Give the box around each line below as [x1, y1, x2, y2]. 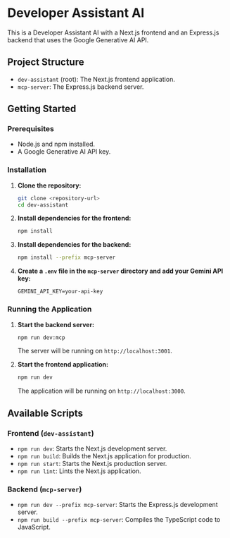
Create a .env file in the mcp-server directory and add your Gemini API [17, 267, 224, 276]
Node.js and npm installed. [17, 140, 96, 149]
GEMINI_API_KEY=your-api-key [17, 288, 103, 295]
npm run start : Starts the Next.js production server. [17, 459, 167, 467]
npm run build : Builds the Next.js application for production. [17, 451, 191, 460]
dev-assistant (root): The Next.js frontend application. [17, 75, 176, 83]
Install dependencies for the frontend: [17, 214, 132, 223]
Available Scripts [7, 407, 83, 419]
